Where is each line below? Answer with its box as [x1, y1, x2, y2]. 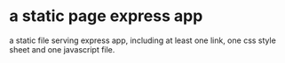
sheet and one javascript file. [9, 44, 115, 54]
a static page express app [9, 6, 203, 26]
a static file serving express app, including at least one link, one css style [9, 35, 277, 45]
